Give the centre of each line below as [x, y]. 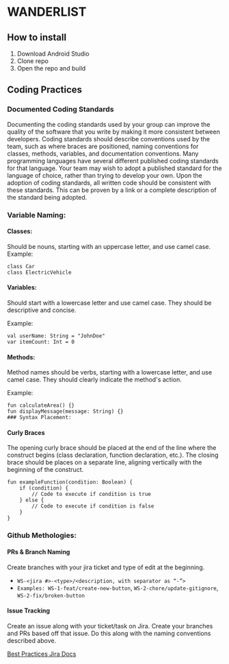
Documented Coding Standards [60, 109]
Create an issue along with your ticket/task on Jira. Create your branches [110, 626]
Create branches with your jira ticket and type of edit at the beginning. [106, 567]
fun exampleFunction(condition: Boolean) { [70, 482]
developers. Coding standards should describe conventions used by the [109, 139]
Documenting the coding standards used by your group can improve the [109, 124]
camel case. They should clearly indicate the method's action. [95, 380]
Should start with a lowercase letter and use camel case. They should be [109, 303]
